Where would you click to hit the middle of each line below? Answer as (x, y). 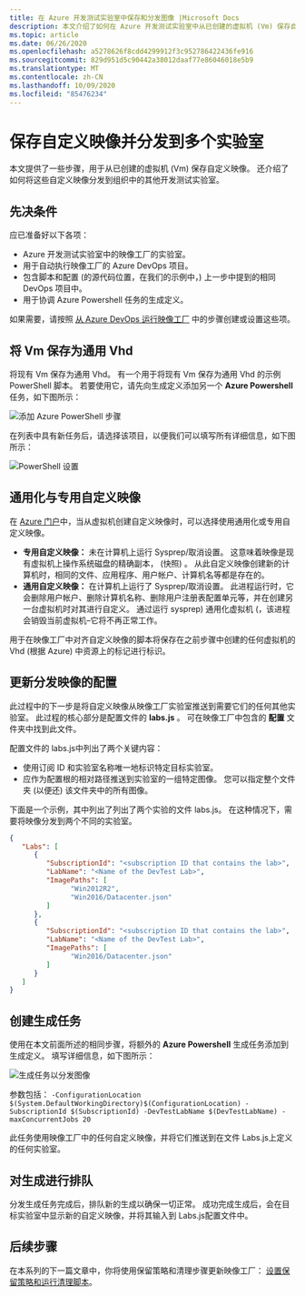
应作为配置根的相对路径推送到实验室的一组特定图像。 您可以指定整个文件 (159, 779)
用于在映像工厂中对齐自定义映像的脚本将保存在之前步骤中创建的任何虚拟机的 (152, 639)
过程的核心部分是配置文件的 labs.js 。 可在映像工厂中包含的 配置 (164, 717)
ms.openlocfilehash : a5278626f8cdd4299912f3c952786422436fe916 (132, 52)
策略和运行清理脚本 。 (57, 1281)
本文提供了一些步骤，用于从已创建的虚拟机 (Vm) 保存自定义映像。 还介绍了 (149, 168)
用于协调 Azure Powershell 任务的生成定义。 (105, 300)
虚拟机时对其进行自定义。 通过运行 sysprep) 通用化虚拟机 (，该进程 (164, 608)
